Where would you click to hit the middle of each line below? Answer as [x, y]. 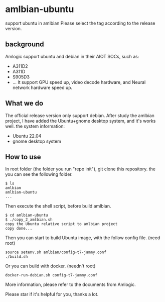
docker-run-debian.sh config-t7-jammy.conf [51, 275]
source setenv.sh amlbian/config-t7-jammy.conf [56, 252]
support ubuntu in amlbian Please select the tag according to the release [80, 23]
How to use [23, 157]
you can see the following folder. [39, 174]
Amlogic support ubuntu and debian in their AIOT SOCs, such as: [72, 56]
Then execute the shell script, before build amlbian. [58, 206]
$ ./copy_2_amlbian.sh [29, 220]
